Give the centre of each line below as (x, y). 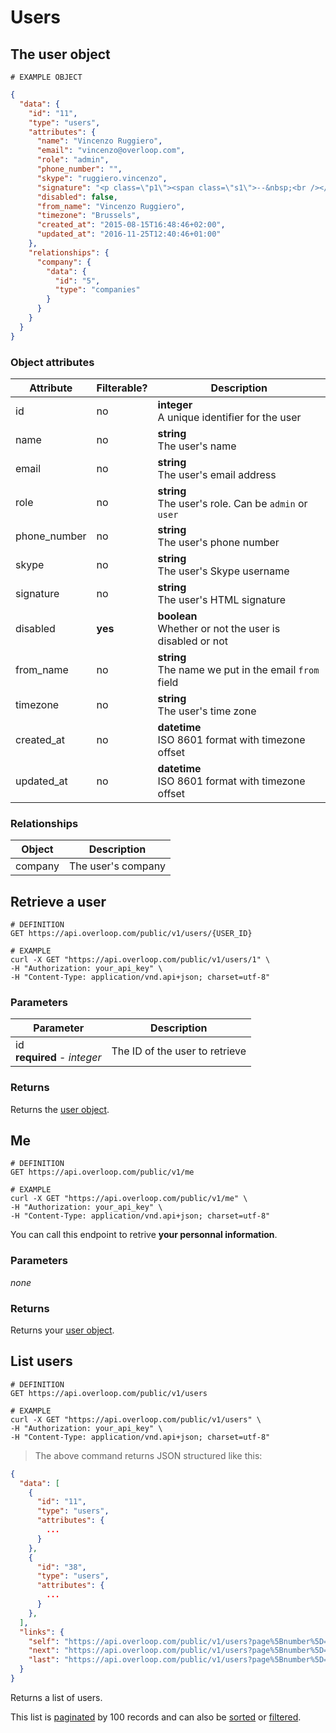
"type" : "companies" (97, 290)
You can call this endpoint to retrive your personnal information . (144, 1235)
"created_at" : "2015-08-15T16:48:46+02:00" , (131, 225)
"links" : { (42, 1632)
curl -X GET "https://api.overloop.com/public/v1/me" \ (129, 1199)
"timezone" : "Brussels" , (88, 216)
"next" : (44, 1651)
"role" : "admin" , (73, 160)
